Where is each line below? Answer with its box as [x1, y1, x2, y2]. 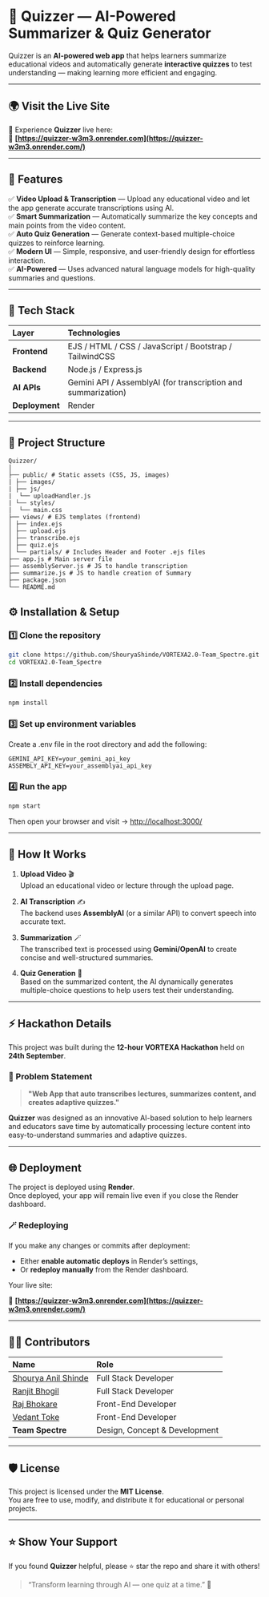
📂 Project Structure [8, 436, 106, 450]
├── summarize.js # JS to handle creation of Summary [8, 569, 192, 578]
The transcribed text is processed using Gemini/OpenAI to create [19, 945, 238, 954]
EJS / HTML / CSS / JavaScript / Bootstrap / [67, 341, 232, 352]
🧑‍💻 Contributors [8, 1335, 90, 1349]
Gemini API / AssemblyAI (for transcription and [67, 377, 243, 388]
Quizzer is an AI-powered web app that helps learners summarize [8, 50, 227, 60]
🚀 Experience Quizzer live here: [8, 124, 114, 135]
